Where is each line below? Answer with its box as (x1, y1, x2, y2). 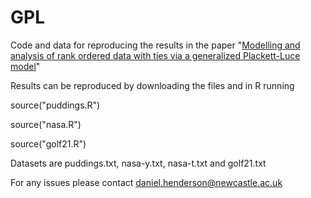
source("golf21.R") (10, 137, 87, 150)
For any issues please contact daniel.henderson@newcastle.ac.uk (10, 176, 283, 188)
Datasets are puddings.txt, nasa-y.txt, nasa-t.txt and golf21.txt (10, 157, 267, 169)
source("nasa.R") (10, 118, 82, 130)
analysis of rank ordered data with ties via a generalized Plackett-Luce (10, 49, 301, 61)
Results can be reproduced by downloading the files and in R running (10, 79, 295, 91)
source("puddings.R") (10, 99, 101, 111)
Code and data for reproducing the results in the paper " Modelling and (10, 39, 301, 51)
